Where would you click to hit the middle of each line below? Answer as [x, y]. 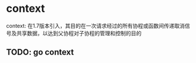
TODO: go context [40, 52]
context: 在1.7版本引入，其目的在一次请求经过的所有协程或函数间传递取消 [96, 26]
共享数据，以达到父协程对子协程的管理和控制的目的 [79, 33]
